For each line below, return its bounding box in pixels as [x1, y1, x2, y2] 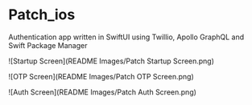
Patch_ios [8, 6, 76, 24]
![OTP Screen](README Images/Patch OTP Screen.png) [8, 71, 195, 81]
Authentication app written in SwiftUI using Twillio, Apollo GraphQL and [8, 32, 245, 42]
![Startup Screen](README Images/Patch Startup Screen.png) [8, 56, 215, 66]
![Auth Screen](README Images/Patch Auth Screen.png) [8, 87, 197, 97]
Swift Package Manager [8, 40, 88, 50]
